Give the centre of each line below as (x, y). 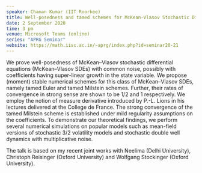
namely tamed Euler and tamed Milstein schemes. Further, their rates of (95, 88)
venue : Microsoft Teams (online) (48, 34)
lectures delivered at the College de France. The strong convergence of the (100, 107)
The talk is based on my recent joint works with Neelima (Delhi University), (99, 150)
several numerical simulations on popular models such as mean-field (92, 126)
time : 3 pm (20, 29)
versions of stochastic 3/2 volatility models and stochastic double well (93, 132)
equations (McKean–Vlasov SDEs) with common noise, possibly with (91, 68)
